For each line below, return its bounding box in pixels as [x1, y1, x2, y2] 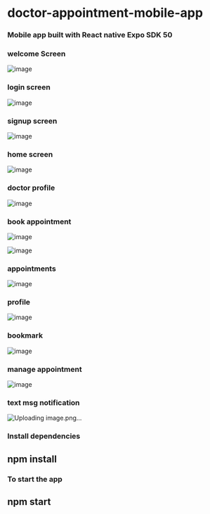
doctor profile [7, 183, 55, 193]
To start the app [7, 474, 63, 484]
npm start [7, 496, 51, 508]
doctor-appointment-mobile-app [7, 5, 204, 21]
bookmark [7, 330, 44, 340]
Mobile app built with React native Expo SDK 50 [7, 30, 173, 40]
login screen [7, 82, 51, 92]
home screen [7, 149, 53, 159]
